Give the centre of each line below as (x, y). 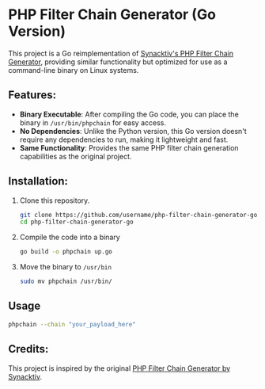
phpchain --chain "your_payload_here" (72, 324)
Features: (32, 95)
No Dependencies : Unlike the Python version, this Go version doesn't (133, 131)
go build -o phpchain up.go (66, 252)
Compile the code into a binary (70, 237)
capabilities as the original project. (76, 156)
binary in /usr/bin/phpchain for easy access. (93, 122)
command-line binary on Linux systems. (74, 70)
